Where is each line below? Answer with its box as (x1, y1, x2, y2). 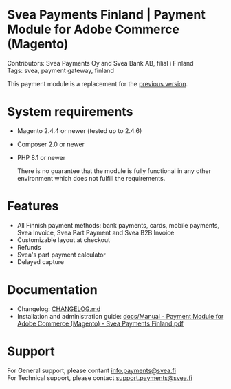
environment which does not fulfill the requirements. (16, 174, 166, 182)
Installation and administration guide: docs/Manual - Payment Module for (16, 312, 224, 320)
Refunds (16, 243, 41, 251)
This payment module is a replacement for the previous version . (7, 79, 188, 88)
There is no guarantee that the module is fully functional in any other (16, 166, 212, 175)
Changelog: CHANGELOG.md (16, 304, 101, 313)
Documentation (7, 282, 98, 297)
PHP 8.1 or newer (16, 153, 66, 161)
